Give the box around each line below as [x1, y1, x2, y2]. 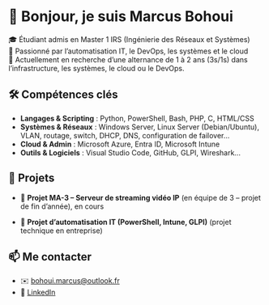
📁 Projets [8, 172, 55, 185]
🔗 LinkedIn [19, 287, 56, 298]
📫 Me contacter [8, 250, 92, 264]
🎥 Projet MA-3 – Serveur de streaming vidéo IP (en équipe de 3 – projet [19, 193, 262, 202]
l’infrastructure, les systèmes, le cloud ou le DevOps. [8, 63, 185, 73]
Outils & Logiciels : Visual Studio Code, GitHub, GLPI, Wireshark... [19, 147, 241, 157]
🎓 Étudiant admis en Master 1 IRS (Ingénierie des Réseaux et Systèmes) [8, 34, 250, 44]
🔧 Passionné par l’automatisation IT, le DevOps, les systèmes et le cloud [8, 46, 249, 56]
